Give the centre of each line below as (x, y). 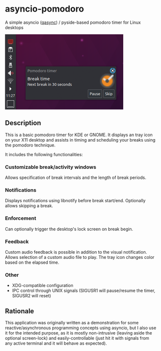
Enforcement (21, 218)
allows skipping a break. (29, 206)
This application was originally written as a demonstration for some (72, 323)
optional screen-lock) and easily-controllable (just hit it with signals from (77, 338)
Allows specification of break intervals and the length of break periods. (76, 177)
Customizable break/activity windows (51, 167)
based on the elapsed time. (32, 262)
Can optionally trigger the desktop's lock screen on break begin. (69, 229)
